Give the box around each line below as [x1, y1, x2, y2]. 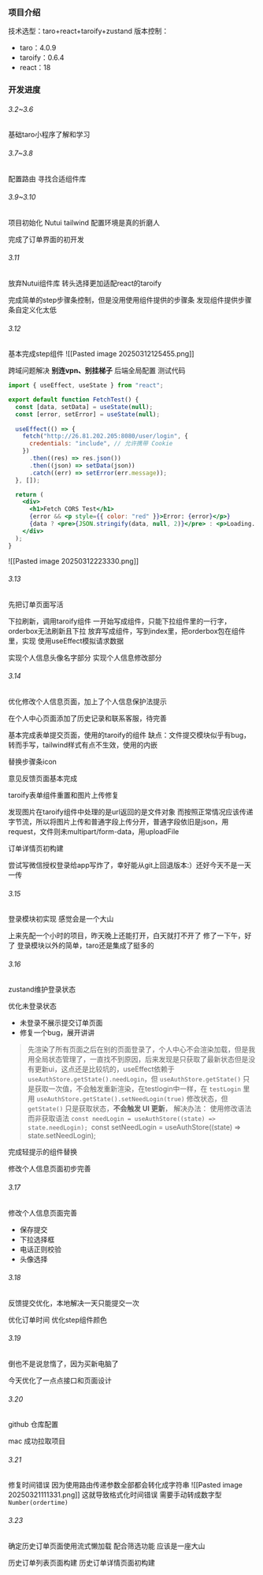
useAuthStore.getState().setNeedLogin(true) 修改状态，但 [36, 1094, 228, 1104]
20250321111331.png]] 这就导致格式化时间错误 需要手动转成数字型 [8, 1490, 222, 1499]
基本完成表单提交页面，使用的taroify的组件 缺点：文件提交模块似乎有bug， [8, 731, 250, 740]
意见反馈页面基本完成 [8, 774, 77, 784]
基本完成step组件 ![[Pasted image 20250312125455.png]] [8, 349, 194, 359]
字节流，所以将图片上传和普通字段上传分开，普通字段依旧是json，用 [8, 817, 229, 827]
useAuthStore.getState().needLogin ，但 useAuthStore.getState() [27, 1074, 242, 1084]
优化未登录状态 [8, 1001, 57, 1011]
